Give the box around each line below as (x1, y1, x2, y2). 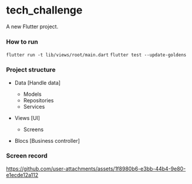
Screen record (6, 152, 48, 160)
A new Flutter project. (6, 23, 59, 30)
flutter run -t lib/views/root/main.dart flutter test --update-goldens (6, 52, 187, 58)
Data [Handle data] (14, 79, 60, 86)
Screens (23, 126, 44, 133)
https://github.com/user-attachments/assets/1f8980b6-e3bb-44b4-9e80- (6, 165, 186, 172)
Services (23, 103, 45, 110)
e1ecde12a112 (6, 171, 39, 178)
